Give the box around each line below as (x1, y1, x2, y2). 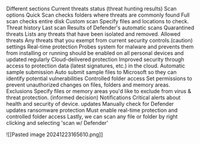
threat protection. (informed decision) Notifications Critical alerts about (6, 94, 181, 101)
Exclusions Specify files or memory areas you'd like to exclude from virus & (6, 88, 192, 94)
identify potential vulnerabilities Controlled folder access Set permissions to (6, 75, 192, 82)
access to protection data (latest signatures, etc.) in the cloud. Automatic (6, 62, 186, 69)
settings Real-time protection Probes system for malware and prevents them (6, 43, 194, 50)
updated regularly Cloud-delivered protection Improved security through (6, 56, 184, 63)
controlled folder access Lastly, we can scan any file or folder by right (6, 113, 178, 120)
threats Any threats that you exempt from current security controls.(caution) (6, 37, 193, 44)
